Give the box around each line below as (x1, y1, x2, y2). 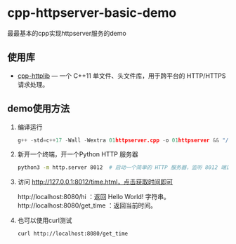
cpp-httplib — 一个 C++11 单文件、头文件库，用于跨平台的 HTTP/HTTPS (17, 72, 226, 80)
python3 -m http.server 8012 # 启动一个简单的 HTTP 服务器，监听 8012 (17, 164, 218, 171)
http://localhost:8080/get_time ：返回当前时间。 (17, 201, 157, 210)
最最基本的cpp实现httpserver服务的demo (7, 29, 126, 37)
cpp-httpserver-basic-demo (7, 5, 177, 21)
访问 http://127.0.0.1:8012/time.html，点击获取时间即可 (17, 177, 173, 187)
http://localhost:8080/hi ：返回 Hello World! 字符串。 (17, 193, 170, 201)
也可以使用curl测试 (17, 216, 72, 225)
